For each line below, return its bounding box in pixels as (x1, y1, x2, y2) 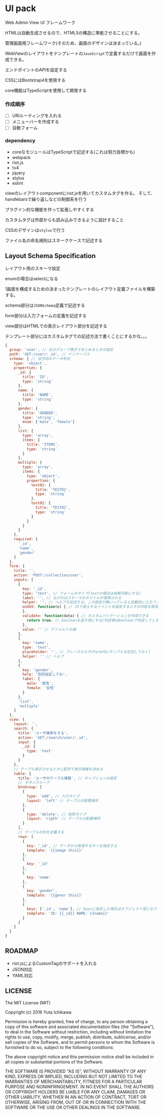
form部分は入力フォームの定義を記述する (5, 312, 87, 318)
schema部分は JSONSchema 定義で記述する (5, 302, 85, 308)
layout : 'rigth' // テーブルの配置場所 (26, 816, 100, 821)
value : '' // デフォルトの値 (22, 627, 76, 632)
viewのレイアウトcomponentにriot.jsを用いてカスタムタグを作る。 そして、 (5, 190, 155, 196)
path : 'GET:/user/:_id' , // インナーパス (9, 352, 90, 357)
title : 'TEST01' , (35, 487, 70, 492)
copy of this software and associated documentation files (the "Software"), (5, 1024, 155, 1030)
